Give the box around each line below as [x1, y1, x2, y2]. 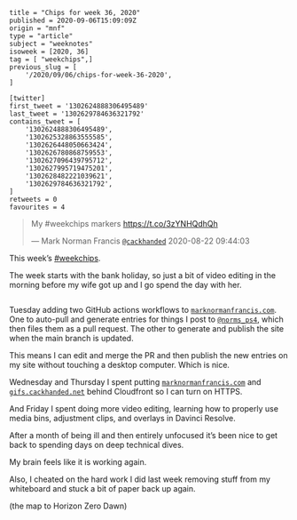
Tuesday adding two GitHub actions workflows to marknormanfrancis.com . [9, 305, 277, 315]
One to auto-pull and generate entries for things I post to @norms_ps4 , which [9, 314, 284, 324]
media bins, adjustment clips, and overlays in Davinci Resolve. [9, 413, 237, 423]
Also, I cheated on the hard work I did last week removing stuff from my [9, 474, 270, 484]
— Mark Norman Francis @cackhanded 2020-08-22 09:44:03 [30, 236, 250, 246]
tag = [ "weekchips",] [9, 55, 93, 64]
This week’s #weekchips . [9, 253, 101, 263]
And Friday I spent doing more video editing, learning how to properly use [9, 404, 279, 413]
